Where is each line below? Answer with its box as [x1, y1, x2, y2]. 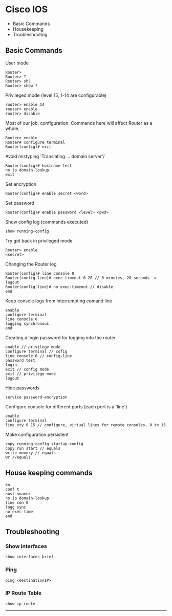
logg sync [5, 504, 27, 510]
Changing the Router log [5, 261, 57, 267]
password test [5, 358, 36, 363]
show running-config [5, 229, 50, 234]
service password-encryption [5, 394, 68, 400]
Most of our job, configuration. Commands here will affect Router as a [5, 120, 153, 126]
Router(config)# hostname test [5, 163, 72, 168]
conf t [5, 487, 19, 492]
